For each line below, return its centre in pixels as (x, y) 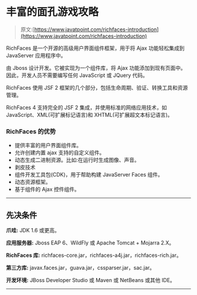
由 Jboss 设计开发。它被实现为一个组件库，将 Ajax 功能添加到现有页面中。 (96, 67)
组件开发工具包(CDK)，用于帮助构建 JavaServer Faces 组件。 (89, 175)
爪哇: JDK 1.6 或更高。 (33, 230)
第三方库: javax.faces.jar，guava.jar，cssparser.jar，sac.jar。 (81, 268)
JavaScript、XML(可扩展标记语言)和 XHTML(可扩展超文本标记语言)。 (89, 114)
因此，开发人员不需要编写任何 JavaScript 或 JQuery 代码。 (77, 75)
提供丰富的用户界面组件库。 (48, 145)
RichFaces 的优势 (31, 131)
